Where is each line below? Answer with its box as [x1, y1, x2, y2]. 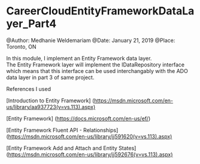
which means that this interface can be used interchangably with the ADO [6, 67, 189, 74]
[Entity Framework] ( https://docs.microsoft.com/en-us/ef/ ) [6, 115, 151, 122]
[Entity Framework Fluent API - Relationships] [6, 126, 119, 133]
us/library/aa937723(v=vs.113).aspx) [6, 103, 96, 110]
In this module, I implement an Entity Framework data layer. [6, 54, 152, 62]
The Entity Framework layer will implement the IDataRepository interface [6, 61, 184, 68]
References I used [6, 85, 51, 92]
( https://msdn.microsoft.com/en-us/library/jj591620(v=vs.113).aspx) [6, 133, 172, 140]
